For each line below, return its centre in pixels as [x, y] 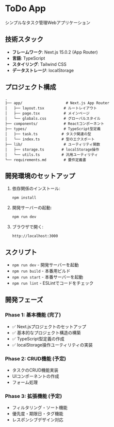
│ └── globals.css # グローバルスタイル [53, 118]
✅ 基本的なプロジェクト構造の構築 [46, 333]
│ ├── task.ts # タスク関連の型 [48, 134]
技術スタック [24, 39]
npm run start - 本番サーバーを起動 [48, 277]
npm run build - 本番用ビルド [41, 271]
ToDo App [25, 9]
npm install [24, 198]
